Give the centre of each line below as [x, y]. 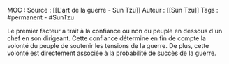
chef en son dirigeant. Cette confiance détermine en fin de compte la [106, 38]
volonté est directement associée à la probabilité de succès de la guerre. [112, 53]
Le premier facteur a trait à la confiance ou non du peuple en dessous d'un [115, 31]
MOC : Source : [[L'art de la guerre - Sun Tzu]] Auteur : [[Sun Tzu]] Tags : [113, 10]
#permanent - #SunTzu [41, 17]
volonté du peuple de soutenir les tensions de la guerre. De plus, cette [108, 46]
